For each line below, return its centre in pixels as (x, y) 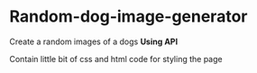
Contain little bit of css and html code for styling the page (116, 59)
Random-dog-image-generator (128, 17)
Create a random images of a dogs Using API (94, 41)
